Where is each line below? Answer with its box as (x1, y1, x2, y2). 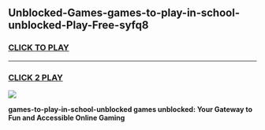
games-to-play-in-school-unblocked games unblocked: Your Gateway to (8, 104, 253, 113)
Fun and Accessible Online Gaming (8, 113, 125, 122)
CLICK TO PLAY (8, 43, 69, 54)
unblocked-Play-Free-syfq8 (8, 19, 149, 32)
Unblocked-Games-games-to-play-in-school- (8, 6, 241, 20)
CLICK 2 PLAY (8, 72, 63, 83)
